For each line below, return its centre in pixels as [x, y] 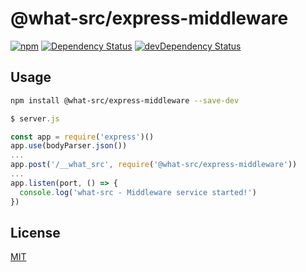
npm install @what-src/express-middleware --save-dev [125, 100]
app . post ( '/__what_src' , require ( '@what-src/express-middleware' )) [154, 165]
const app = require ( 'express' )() [82, 137]
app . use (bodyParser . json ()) [69, 146]
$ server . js [35, 118]
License [35, 232]
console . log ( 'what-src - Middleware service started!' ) [138, 192]
